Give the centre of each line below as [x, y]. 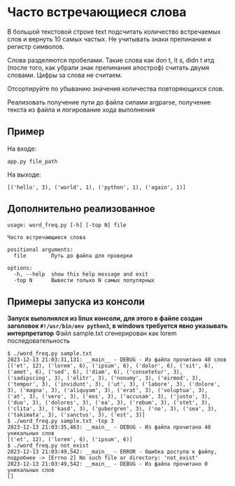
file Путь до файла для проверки [73, 256]
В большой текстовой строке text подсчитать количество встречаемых [114, 32]
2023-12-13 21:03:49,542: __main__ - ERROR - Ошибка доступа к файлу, [112, 452]
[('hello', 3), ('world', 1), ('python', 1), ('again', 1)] [97, 187]
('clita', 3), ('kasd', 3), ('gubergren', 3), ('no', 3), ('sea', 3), [112, 409]
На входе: [22, 149]
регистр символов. [36, 46]
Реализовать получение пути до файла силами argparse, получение [109, 102]
